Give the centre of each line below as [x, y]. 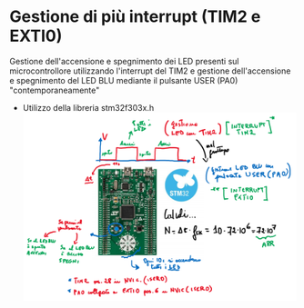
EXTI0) [36, 36]
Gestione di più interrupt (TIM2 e [135, 17]
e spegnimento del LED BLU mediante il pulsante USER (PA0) [124, 80]
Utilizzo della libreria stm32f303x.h [88, 107]
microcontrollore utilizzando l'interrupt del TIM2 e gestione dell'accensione [150, 71]
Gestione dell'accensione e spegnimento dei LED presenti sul [124, 61]
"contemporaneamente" [55, 90]
